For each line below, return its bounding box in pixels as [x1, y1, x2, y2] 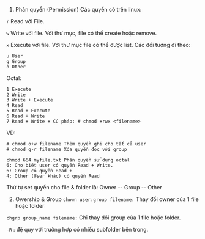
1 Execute [6, 86, 32, 92]
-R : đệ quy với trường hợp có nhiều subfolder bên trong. [6, 226, 149, 233]
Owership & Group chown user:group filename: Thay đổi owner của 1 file [15, 196, 199, 203]
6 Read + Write [6, 113, 45, 119]
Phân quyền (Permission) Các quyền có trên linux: [15, 6, 142, 13]
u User [6, 53, 23, 59]
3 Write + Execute [6, 97, 53, 103]
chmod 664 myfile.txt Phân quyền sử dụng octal [6, 157, 130, 163]
